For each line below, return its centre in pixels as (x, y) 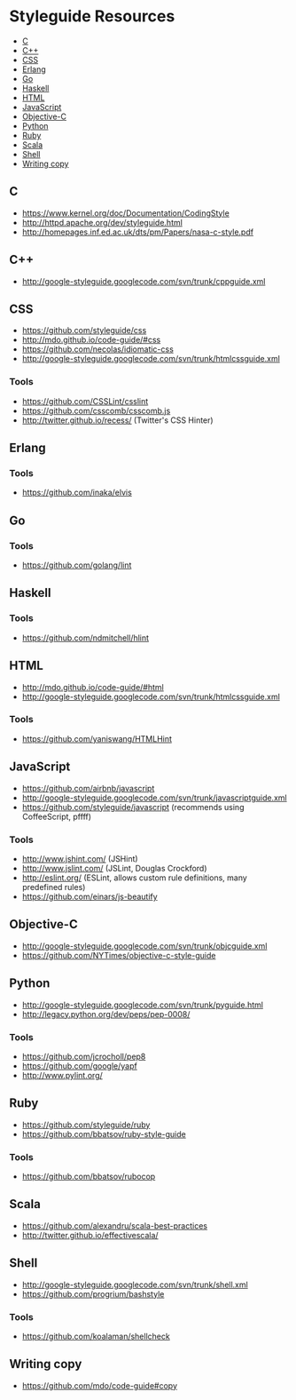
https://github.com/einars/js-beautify (90, 896)
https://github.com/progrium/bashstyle (93, 1293)
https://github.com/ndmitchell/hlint (85, 638)
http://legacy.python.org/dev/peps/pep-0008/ (106, 1014)
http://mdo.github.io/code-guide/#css (91, 340)
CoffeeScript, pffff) (56, 816)
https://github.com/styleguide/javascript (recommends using (133, 807)
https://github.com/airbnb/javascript (88, 788)
